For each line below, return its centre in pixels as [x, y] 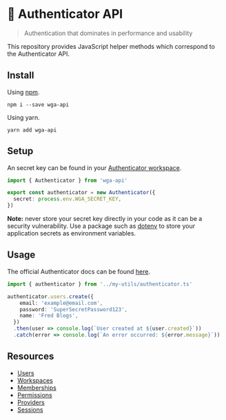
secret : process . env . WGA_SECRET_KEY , [68, 199]
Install [21, 75]
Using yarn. [23, 117]
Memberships [37, 388]
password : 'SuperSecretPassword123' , [74, 309]
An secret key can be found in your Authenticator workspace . [94, 167]
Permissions [35, 395]
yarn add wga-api [32, 130]
